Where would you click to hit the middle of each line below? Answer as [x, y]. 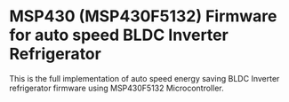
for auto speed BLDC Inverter [119, 35]
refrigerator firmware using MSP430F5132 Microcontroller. [116, 88]
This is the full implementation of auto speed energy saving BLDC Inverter [144, 78]
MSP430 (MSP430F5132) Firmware [143, 16]
